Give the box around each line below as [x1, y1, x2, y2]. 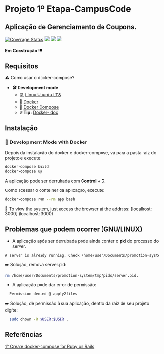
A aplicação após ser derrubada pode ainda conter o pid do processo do [12, 238, 159, 244]
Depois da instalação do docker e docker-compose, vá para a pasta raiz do [5, 150, 157, 156]
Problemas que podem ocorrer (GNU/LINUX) [5, 225, 143, 234]
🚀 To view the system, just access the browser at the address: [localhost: [5, 206, 152, 212]
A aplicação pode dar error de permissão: [12, 282, 97, 288]
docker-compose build [5, 165, 49, 169]
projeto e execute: [5, 155, 41, 161]
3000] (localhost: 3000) [5, 211, 54, 216]
